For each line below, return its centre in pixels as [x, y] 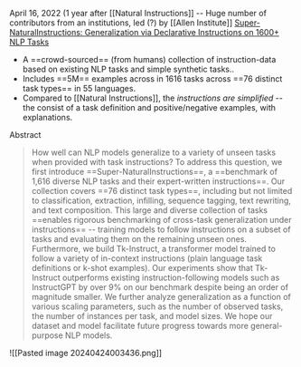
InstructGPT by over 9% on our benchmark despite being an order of [160, 287]
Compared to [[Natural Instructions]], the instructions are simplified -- [152, 98]
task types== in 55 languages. [79, 88]
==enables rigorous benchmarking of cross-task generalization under [161, 220]
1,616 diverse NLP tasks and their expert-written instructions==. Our [158, 181]
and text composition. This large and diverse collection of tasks [150, 210]
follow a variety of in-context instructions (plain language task [147, 258]
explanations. [47, 117]
